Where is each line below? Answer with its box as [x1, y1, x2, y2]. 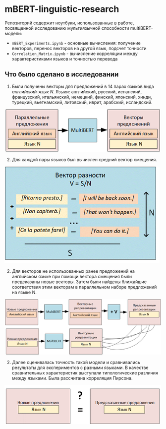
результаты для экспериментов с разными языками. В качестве [11, 365, 149, 370]
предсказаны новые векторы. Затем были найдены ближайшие [11, 279, 147, 285]
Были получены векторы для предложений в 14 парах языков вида [11, 83, 154, 89]
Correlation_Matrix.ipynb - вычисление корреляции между [11, 51, 138, 57]
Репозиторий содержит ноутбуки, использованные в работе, [4, 20, 134, 26]
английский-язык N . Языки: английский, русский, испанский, [11, 88, 142, 95]
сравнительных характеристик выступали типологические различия [11, 370, 158, 376]
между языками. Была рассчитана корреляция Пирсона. [11, 375, 133, 381]
